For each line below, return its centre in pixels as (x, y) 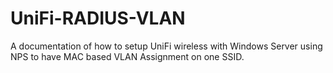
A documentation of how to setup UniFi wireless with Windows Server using (166, 46)
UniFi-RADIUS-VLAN (98, 18)
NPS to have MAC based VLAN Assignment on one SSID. (127, 56)
